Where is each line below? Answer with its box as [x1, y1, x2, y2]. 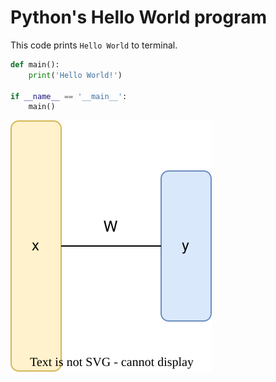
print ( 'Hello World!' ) [28, 70, 123, 80]
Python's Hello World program [10, 6, 268, 29]
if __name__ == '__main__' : [10, 91, 128, 101]
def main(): [10, 59, 60, 70]
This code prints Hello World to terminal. [10, 39, 178, 51]
